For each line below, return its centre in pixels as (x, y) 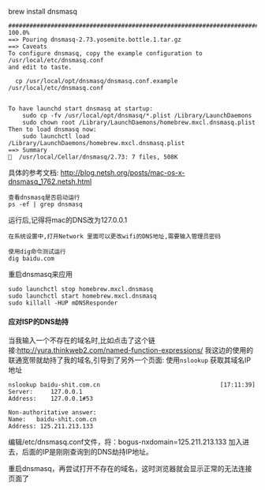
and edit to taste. (40, 67)
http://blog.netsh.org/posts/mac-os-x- (123, 172)
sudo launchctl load (56, 137)
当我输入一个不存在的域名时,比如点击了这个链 (82, 340)
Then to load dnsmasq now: (52, 129)
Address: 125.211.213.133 (50, 426)
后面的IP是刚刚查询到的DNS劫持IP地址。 (88, 452)
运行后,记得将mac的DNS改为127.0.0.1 (68, 220)
